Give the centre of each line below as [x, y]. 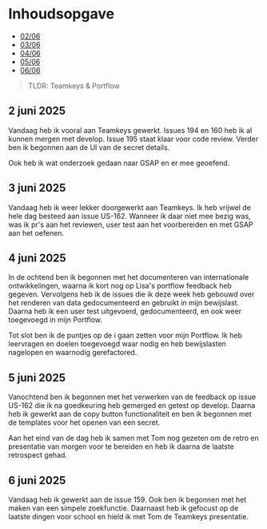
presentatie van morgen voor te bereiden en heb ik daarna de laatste [121, 446]
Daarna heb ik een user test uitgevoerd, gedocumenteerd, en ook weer [125, 311]
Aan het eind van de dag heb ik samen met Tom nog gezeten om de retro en [133, 438]
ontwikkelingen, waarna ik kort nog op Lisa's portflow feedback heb [120, 286]
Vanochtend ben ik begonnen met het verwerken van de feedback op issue [132, 397]
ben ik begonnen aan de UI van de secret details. [89, 147]
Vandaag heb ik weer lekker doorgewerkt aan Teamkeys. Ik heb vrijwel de [130, 207]
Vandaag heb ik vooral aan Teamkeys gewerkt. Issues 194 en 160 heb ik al [130, 130]
